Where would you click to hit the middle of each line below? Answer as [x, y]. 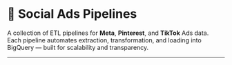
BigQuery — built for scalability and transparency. [78, 47]
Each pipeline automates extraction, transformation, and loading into [104, 40]
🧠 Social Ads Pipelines [72, 14]
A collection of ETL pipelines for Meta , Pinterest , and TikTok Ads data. [108, 33]
